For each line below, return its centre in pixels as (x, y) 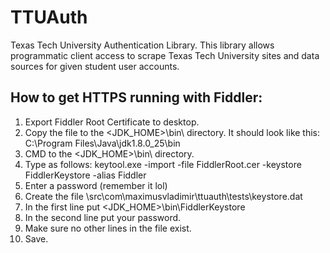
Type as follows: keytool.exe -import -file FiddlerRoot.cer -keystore (163, 164)
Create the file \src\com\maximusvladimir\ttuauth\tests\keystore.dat (163, 196)
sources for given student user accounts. (95, 66)
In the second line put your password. (103, 217)
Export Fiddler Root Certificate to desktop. (112, 122)
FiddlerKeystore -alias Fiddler (85, 175)
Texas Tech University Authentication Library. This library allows (142, 45)
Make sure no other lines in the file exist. (108, 228)
